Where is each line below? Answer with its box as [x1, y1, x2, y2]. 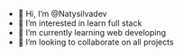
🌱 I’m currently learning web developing [17, 28, 167, 37]
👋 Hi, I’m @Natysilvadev [17, 9, 107, 19]
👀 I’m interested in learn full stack [17, 18, 142, 28]
